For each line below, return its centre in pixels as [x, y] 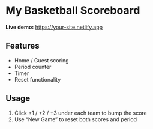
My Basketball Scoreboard [73, 10]
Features [22, 46]
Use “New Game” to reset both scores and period [76, 119]
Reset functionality [37, 79]
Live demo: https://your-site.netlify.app [54, 27]
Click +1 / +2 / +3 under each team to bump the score [81, 113]
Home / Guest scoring [42, 60]
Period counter [33, 67]
